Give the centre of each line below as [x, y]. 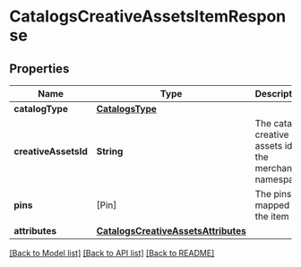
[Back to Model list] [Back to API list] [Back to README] [112, 253]
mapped [272, 205]
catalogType [41, 109]
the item [272, 216]
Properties [39, 69]
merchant [275, 168]
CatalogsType [126, 109]
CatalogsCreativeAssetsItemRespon [148, 17]
